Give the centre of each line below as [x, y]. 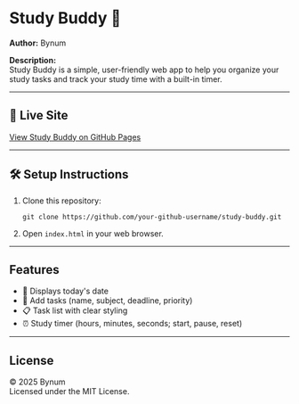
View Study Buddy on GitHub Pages [75, 136]
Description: [32, 60]
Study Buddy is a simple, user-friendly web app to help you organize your [144, 70]
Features [34, 270]
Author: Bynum [38, 43]
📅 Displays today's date [65, 291]
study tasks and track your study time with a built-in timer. [116, 78]
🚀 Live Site [39, 115]
